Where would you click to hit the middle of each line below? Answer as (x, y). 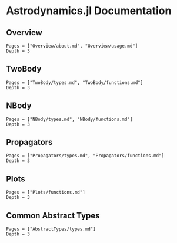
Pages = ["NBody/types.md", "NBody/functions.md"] (69, 119)
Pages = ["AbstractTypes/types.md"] (51, 229)
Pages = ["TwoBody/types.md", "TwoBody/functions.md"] (75, 82)
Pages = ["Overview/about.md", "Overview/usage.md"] (72, 46)
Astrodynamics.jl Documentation (89, 11)
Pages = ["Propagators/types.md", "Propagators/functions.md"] (85, 156)
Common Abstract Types (53, 215)
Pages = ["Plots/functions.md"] (46, 193)
